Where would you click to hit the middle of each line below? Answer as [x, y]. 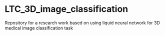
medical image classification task [39, 28]
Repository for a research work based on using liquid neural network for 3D [82, 23]
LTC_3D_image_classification [66, 9]
